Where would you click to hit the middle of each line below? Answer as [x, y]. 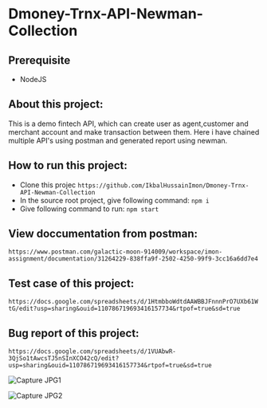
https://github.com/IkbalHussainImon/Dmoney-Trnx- [163, 185]
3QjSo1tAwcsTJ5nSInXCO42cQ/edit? [64, 359]
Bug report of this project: [74, 333]
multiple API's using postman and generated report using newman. [118, 140]
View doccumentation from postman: [103, 234]
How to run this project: [68, 165]
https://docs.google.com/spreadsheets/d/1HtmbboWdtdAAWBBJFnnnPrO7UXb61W [133, 302]
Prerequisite [39, 60]
